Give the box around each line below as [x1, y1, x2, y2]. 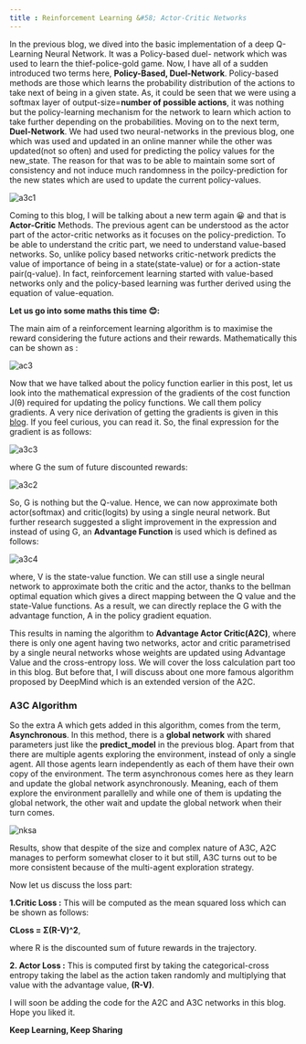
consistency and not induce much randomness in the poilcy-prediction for [9, 164, 288, 175]
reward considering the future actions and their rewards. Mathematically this [9, 332, 298, 343]
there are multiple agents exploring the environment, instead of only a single [9, 748, 297, 759]
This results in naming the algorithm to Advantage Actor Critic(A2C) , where [9, 627, 297, 638]
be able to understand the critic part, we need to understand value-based [9, 238, 286, 249]
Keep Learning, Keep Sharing [9, 1024, 123, 1035]
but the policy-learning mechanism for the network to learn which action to [9, 106, 291, 117]
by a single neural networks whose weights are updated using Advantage [9, 647, 286, 658]
